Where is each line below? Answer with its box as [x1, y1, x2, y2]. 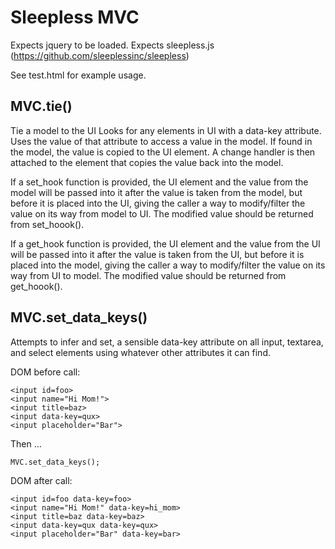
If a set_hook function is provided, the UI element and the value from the [10, 176, 309, 188]
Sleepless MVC [10, 6, 140, 29]
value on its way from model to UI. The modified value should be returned [10, 207, 314, 220]
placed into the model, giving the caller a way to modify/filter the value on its [10, 259, 326, 271]
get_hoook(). [10, 280, 63, 292]
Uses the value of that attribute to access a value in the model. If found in [10, 135, 313, 147]
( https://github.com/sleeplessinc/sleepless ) [10, 49, 190, 61]
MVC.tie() [10, 98, 73, 115]
